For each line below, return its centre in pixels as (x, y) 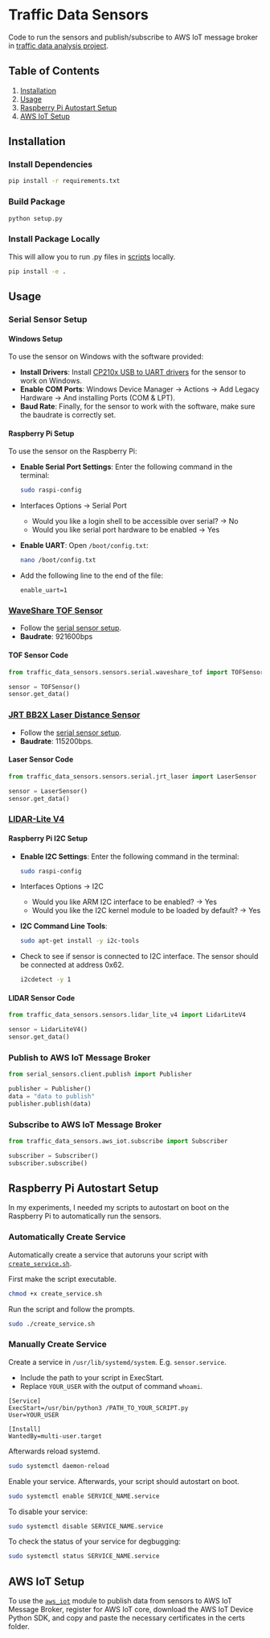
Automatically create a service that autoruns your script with (108, 1254)
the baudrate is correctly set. (68, 415)
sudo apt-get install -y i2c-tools (80, 941)
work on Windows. (51, 381)
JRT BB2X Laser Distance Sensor (74, 715)
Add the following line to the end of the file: (91, 576)
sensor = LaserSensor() (48, 791)
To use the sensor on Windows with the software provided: (106, 357)
